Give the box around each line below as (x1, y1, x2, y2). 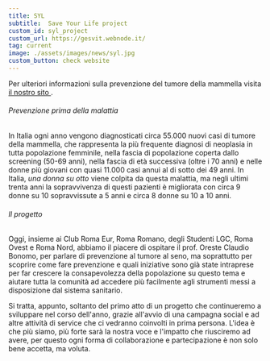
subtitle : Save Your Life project (8, 19, 128, 27)
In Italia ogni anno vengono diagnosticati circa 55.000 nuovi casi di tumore (8, 131, 256, 141)
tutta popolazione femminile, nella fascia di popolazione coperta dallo (8, 148, 239, 158)
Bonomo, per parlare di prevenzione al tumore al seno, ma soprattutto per (8, 251, 253, 261)
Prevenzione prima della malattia (8, 106, 118, 115)
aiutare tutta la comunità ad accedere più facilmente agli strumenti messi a (8, 277, 256, 287)
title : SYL (8, 11, 45, 20)
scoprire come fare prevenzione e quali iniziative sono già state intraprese (8, 259, 254, 270)
